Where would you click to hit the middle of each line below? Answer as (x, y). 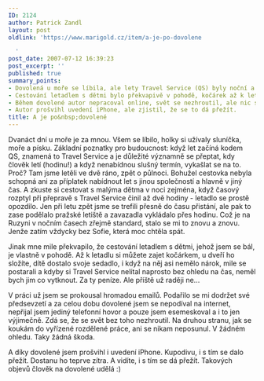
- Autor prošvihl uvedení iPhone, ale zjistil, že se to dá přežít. (123, 110)
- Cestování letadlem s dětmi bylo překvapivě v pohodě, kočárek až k (126, 95)
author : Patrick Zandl (45, 23)
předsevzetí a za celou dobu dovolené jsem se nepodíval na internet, (119, 304)
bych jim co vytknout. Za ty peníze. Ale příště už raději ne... (104, 280)
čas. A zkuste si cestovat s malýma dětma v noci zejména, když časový (124, 190)
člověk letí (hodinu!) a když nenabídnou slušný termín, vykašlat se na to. (125, 165)
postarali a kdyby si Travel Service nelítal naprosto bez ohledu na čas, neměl (132, 271)
